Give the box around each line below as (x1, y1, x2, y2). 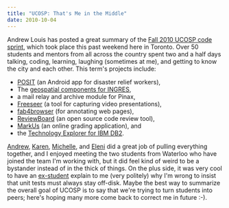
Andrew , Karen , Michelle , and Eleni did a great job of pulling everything (7, 142, 208, 150)
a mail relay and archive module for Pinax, (16, 92, 136, 100)
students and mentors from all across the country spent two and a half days (7, 49, 221, 58)
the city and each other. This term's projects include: (7, 65, 156, 73)
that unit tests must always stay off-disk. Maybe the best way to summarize (7, 178, 221, 187)
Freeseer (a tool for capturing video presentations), (16, 100, 162, 108)
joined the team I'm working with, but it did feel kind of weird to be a (7, 157, 200, 165)
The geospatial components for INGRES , (16, 85, 132, 93)
